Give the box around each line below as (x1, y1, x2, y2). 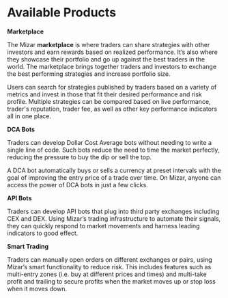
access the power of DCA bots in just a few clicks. (7, 180, 148, 189)
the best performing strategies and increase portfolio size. (7, 70, 171, 78)
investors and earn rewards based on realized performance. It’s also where (7, 48, 218, 56)
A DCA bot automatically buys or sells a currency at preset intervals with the (7, 166, 222, 174)
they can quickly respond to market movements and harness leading (7, 221, 200, 230)
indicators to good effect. (7, 229, 79, 237)
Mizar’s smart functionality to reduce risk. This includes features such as (7, 262, 212, 271)
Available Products (7, 5, 117, 21)
